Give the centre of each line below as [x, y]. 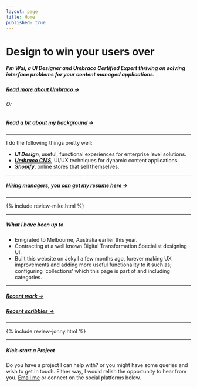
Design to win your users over [80, 51]
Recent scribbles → [30, 311]
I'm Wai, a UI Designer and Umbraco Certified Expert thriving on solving [96, 68]
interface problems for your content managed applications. [81, 75]
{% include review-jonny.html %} [46, 331]
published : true [26, 22]
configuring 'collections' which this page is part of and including [92, 271]
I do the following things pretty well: [49, 142]
